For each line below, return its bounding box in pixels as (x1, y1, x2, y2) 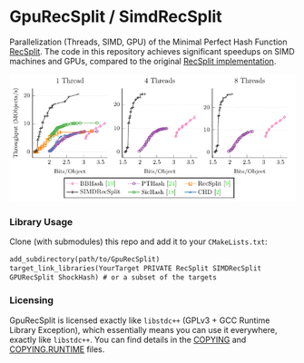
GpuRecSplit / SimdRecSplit (9, 6, 222, 27)
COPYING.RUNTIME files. (9, 343, 105, 355)
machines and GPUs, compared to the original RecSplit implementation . (9, 55, 277, 66)
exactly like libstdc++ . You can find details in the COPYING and (9, 334, 247, 345)
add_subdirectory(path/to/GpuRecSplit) (9, 255, 161, 264)
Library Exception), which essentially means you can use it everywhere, (9, 324, 278, 335)
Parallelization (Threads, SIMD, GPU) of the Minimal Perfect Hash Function (9, 36, 288, 47)
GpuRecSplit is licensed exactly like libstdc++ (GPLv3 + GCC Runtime (9, 315, 270, 326)
